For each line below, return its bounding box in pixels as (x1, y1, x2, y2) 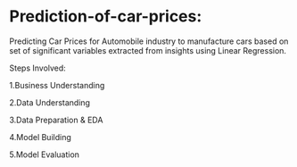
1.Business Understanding (9, 79, 105, 90)
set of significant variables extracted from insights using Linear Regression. (9, 45, 287, 55)
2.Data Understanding (9, 96, 91, 108)
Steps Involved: (9, 63, 67, 73)
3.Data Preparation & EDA (9, 114, 103, 125)
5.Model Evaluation (9, 149, 80, 160)
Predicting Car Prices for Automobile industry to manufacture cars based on (9, 36, 289, 46)
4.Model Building (9, 131, 71, 142)
